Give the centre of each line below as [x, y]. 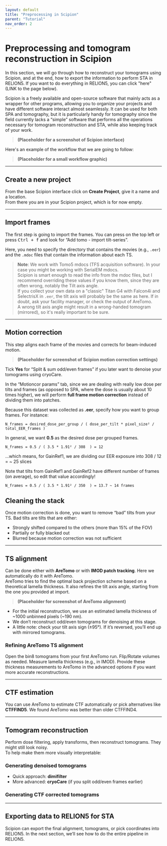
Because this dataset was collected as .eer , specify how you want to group [82, 410]
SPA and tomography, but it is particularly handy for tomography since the [81, 114]
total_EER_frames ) [25, 428]
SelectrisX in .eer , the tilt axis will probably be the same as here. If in [88, 296]
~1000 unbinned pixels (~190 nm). [47, 617]
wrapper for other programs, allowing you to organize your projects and [79, 104]
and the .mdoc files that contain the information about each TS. [69, 254]
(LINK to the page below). [32, 89]
